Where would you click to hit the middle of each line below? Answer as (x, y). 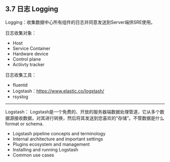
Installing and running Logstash (45, 149)
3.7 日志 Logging (32, 9)
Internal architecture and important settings (58, 139)
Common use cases (33, 155)
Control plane (27, 59)
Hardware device (31, 53)
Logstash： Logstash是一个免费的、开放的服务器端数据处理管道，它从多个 (83, 112)
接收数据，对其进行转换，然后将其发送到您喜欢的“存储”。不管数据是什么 (89, 118)
